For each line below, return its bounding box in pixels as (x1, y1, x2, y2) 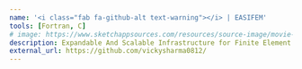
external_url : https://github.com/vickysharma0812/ (9, 47, 207, 56)
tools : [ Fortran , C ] (9, 22, 87, 30)
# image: (9, 30, 42, 39)
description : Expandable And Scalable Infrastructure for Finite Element (9, 38, 292, 47)
